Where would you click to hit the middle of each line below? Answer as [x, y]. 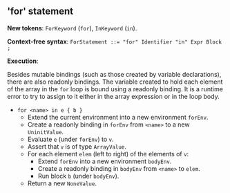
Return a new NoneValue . [62, 183]
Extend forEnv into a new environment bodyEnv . [105, 161]
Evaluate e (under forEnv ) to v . [70, 139]
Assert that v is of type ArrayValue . [77, 146]
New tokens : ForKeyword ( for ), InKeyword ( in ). [72, 28]
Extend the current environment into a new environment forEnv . [118, 117]
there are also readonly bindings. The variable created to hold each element [115, 82]
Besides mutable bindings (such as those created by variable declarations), [114, 74]
